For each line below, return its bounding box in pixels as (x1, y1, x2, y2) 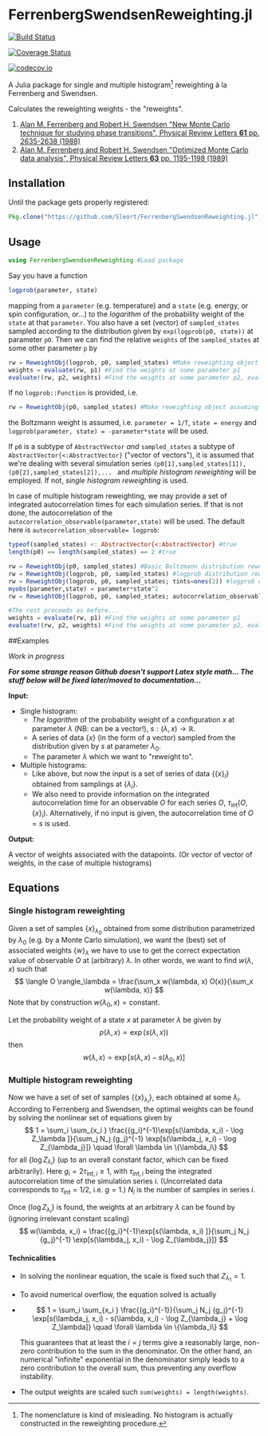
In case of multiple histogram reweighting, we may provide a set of (8, 491, 227, 501)
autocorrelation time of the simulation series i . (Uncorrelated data (8, 1176, 223, 1186)
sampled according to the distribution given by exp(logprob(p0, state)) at (8, 326, 254, 336)
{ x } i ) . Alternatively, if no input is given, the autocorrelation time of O (31, 809, 254, 820)
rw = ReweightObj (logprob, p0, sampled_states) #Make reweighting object (8, 358, 259, 367)
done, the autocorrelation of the (8, 508, 113, 518)
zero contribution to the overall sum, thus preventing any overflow (19, 1362, 237, 1372)
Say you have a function (8, 270, 88, 280)
